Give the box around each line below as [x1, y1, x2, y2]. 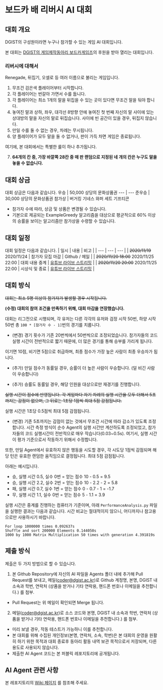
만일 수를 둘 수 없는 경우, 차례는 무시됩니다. [12, 127, 94, 134]
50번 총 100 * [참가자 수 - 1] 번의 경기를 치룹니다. [5, 321, 101, 328]
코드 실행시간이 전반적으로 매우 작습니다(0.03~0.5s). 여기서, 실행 [25, 430, 148, 436]
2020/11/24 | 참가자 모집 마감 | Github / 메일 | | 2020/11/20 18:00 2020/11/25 [5, 253, 154, 259]
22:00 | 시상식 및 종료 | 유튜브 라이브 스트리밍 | [5, 266, 95, 271]
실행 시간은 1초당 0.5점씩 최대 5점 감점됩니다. [5, 408, 91, 414]
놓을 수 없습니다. [12, 160, 44, 166]
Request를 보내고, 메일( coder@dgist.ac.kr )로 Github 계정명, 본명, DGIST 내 [12, 577, 158, 583]
